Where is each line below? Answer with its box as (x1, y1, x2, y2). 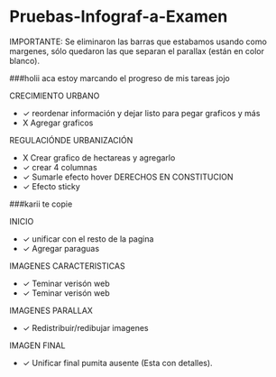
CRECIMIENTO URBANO (9, 90, 100, 101)
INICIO (9, 216, 34, 226)
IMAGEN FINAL (9, 340, 66, 351)
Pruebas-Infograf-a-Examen (9, 6, 228, 27)
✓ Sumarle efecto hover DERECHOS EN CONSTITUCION (22, 171, 234, 182)
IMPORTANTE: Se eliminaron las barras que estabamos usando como (9, 36, 268, 47)
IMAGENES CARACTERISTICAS (9, 260, 125, 271)
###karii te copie (9, 198, 73, 209)
